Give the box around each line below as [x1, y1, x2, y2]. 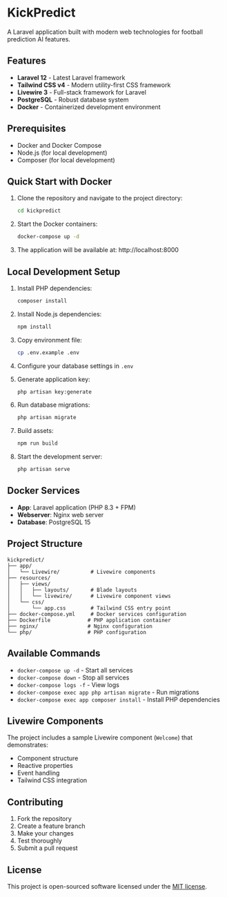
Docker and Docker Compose [17, 141, 102, 149]
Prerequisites [7, 123, 66, 135]
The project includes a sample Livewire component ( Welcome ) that [7, 733, 193, 742]
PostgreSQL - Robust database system [17, 95, 129, 104]
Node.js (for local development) [17, 148, 108, 157]
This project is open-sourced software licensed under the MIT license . [7, 882, 208, 890]
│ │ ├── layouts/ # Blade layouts [7, 586, 137, 593]
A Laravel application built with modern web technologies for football [7, 28, 204, 36]
